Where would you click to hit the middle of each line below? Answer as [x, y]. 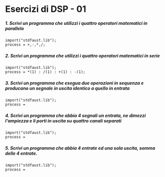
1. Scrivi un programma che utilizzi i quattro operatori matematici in [76, 23]
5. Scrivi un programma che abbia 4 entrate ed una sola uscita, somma [80, 148]
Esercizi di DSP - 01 [46, 9]
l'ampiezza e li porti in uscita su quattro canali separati [63, 120]
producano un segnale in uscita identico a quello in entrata [68, 88]
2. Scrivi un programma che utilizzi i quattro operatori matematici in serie [82, 56]
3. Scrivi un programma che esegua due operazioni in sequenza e [75, 83]
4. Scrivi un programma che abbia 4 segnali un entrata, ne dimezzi [76, 116]
